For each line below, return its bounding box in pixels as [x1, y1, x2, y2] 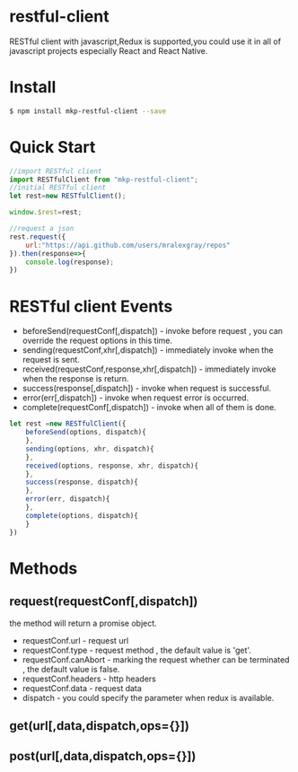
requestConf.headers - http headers [22, 673, 157, 684]
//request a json [9, 224, 74, 233]
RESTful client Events [9, 296, 173, 316]
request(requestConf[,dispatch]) [9, 594, 198, 610]
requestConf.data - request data [22, 682, 142, 693]
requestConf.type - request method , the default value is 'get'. [22, 645, 251, 655]
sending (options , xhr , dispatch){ [25, 444, 154, 453]
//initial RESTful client [9, 183, 106, 192]
